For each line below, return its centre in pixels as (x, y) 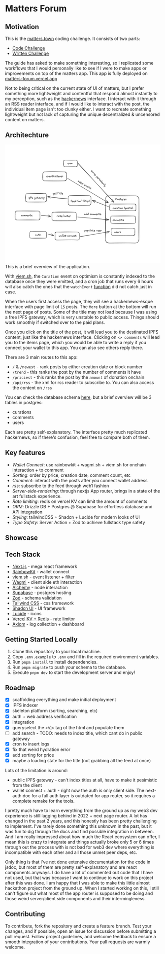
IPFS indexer (25, 705)
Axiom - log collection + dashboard (48, 624)
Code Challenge (29, 48)
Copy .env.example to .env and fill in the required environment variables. (85, 657)
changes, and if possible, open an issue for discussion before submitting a (81, 931)
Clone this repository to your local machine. (56, 651)
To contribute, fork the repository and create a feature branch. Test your (78, 926)
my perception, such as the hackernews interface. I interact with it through (81, 99)
